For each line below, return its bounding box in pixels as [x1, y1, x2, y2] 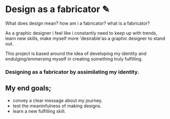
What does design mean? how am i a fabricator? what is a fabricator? [5, 20, 150, 26]
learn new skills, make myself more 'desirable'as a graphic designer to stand [5, 35, 165, 41]
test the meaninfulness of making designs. [12, 102, 101, 109]
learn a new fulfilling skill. [12, 108, 66, 114]
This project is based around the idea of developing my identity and [5, 50, 147, 56]
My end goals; [5, 84, 52, 93]
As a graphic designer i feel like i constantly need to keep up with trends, [5, 30, 157, 36]
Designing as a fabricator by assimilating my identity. [5, 68, 140, 75]
